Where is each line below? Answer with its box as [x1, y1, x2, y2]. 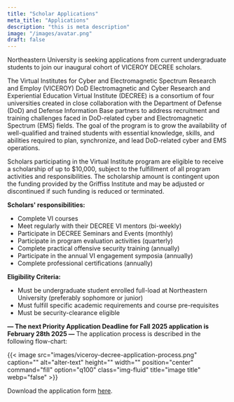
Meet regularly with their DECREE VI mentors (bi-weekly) [17, 222, 182, 230]
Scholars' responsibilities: [7, 201, 85, 209]
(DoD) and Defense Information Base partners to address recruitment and [7, 107, 220, 115]
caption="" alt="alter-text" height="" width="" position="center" [7, 359, 194, 367]
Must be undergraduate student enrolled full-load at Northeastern [17, 286, 208, 295]
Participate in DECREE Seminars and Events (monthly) [17, 229, 174, 238]
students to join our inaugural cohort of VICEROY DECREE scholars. [7, 63, 202, 72]
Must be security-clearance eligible [17, 309, 121, 317]
